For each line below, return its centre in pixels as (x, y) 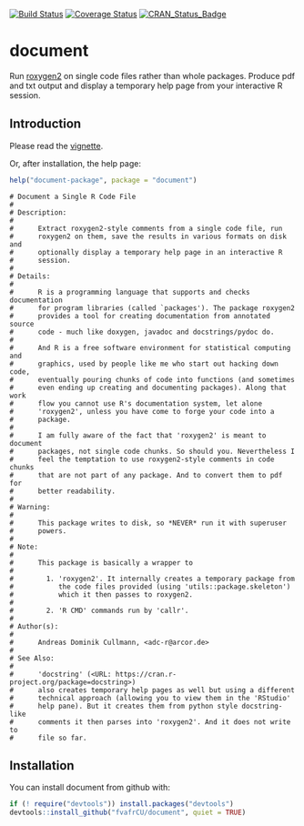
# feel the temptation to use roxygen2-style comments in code (142, 459)
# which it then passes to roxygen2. (101, 594)
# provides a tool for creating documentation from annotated (140, 316)
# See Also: (32, 658)
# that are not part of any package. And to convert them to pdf (146, 475)
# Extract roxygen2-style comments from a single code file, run (146, 228)
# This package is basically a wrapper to (101, 563)
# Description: (38, 212)
